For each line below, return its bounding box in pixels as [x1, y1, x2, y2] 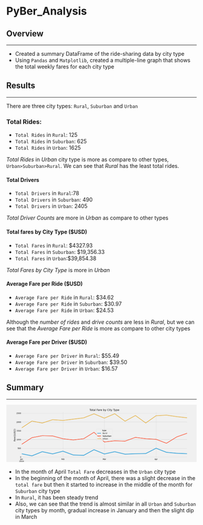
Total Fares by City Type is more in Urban [6, 266, 110, 273]
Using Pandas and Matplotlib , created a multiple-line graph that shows [14, 56, 191, 64]
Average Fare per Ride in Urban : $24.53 [14, 306, 114, 313]
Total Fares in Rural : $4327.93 [14, 241, 93, 249]
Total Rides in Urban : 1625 [14, 144, 82, 152]
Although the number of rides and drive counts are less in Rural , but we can [6, 318, 195, 326]
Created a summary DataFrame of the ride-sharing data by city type [14, 50, 185, 57]
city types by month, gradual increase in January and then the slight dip [14, 506, 195, 513]
